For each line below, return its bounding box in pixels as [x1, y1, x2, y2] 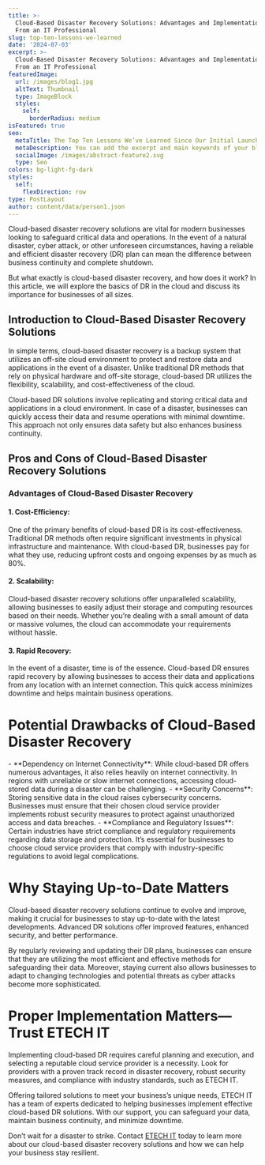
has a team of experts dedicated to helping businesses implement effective [8, 1099, 253, 1108]
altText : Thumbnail [15, 85, 80, 93]
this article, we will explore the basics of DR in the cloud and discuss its [8, 281, 241, 291]
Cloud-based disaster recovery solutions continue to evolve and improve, [8, 905, 247, 914]
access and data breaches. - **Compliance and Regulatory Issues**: [8, 818, 234, 828]
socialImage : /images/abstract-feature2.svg [15, 151, 164, 159]
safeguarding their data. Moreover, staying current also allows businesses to [8, 962, 256, 972]
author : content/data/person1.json [8, 202, 125, 210]
